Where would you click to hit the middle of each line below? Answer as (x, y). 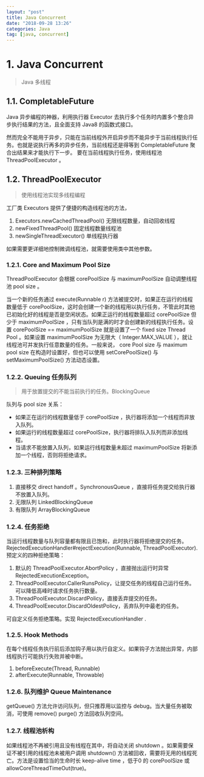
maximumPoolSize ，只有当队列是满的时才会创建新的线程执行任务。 (103, 321)
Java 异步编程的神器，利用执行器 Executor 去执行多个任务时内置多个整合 (97, 116)
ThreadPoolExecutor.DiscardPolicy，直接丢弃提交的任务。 (88, 598)
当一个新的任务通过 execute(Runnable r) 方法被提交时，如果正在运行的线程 (100, 299)
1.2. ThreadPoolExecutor (54, 180)
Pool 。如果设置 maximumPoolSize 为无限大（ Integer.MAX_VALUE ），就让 (100, 337)
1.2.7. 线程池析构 (30, 731)
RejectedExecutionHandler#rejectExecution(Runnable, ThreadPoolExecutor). (102, 548)
